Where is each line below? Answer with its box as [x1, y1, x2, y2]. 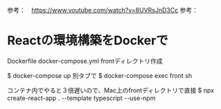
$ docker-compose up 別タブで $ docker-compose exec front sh [7, 71, 193, 79]
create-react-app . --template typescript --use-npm [7, 94, 156, 102]
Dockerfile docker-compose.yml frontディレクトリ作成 [7, 57, 163, 65]
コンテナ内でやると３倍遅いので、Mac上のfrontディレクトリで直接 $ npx [7, 86, 215, 95]
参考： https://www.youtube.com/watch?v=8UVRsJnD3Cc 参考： [7, 6, 199, 14]
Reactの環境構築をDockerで [7, 33, 168, 48]
